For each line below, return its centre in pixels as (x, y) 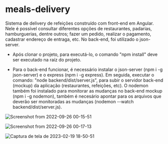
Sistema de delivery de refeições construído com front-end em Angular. (80, 23)
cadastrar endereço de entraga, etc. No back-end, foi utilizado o (72, 39)
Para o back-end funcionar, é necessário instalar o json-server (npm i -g (88, 69)
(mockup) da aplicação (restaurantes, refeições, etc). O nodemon (80, 85)
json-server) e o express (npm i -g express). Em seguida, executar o (83, 75)
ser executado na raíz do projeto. (47, 59)
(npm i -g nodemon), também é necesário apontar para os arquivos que (87, 96)
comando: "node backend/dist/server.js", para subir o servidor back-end (88, 80)
